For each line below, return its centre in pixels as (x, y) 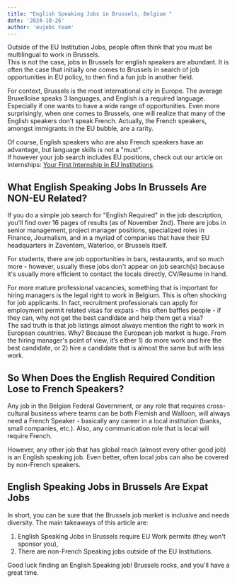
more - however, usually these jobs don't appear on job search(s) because (116, 267)
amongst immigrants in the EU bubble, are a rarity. (81, 129)
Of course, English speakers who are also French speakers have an (105, 142)
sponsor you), (38, 544)
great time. (23, 572)
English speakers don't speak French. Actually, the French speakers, (107, 121)
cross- (216, 406)
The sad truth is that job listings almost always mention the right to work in (116, 326)
